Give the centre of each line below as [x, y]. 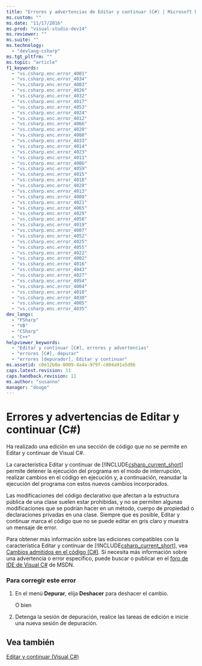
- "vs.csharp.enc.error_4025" [49, 242]
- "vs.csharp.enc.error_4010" [49, 292]
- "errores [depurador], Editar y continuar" [70, 359]
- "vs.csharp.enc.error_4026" [49, 90]
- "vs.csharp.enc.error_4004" [49, 286]
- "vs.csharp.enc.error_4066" [49, 124]
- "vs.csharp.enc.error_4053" [49, 107]
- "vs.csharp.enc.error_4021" [49, 203]
